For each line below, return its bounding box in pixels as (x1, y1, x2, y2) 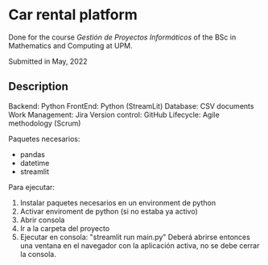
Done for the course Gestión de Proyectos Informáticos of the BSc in (8, 32, 237, 42)
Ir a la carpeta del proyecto (19, 223, 110, 233)
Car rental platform (8, 6, 138, 24)
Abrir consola (19, 215, 65, 225)
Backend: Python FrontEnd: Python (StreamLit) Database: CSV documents (8, 101, 254, 110)
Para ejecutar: (8, 182, 55, 192)
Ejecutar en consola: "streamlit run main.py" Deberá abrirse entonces (19, 232, 251, 242)
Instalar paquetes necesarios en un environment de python (19, 197, 216, 207)
